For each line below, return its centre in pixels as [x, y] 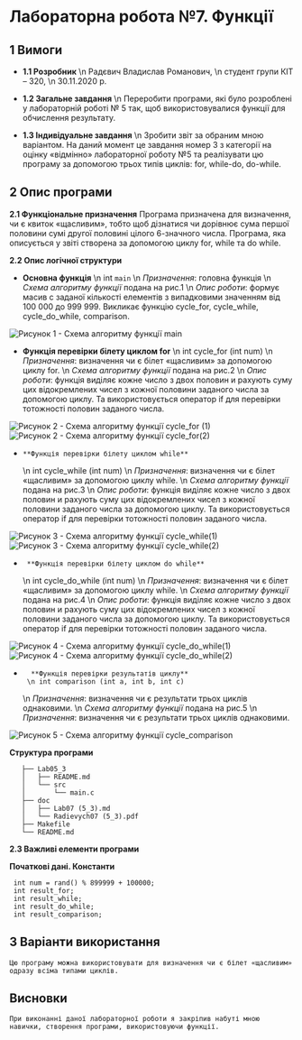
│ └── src [44, 785]
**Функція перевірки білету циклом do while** [115, 564]
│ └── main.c [58, 792]
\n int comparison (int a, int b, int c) [105, 681]
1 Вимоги [36, 50]
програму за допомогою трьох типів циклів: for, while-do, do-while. [152, 164]
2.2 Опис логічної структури [66, 260]
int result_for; [44, 890]
